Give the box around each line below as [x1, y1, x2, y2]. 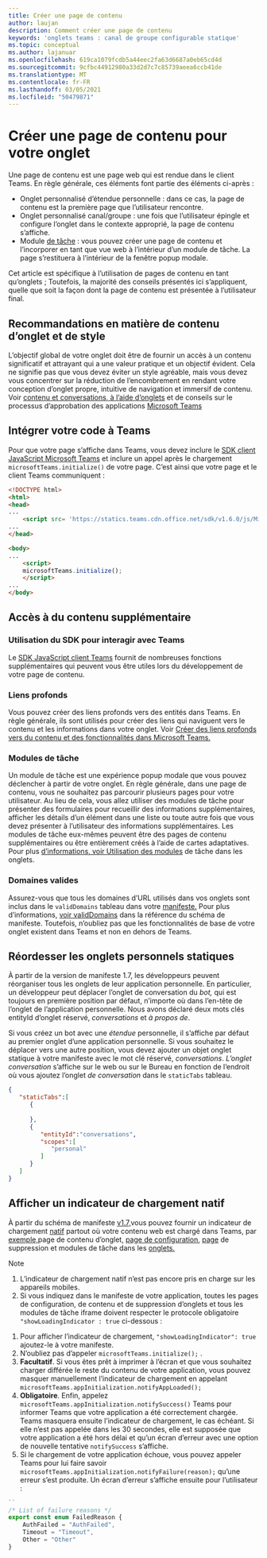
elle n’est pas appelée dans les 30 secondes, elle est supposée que [19, 1424, 242, 1434]
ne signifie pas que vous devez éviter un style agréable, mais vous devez [8, 367, 248, 377]
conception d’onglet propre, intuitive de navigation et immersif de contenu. [8, 385, 253, 393]
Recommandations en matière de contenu [8, 317, 220, 331]
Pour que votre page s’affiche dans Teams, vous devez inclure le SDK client [8, 445, 256, 454]
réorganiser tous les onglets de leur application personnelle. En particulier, [8, 979, 252, 989]
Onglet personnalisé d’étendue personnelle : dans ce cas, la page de [19, 194, 245, 203]
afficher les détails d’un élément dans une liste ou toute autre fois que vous [8, 813, 254, 822]
